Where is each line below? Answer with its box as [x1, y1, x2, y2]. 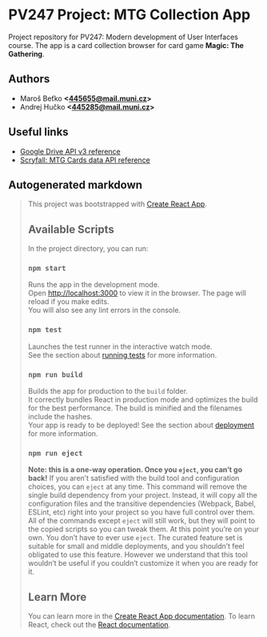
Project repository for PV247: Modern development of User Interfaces [8, 32, 238, 42]
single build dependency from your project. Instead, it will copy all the [27, 491, 257, 500]
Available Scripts [27, 222, 114, 236]
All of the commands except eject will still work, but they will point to [27, 516, 256, 526]
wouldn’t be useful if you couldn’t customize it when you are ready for [27, 559, 259, 568]
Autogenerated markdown [8, 178, 142, 191]
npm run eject [27, 449, 83, 458]
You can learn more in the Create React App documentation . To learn [27, 611, 256, 621]
